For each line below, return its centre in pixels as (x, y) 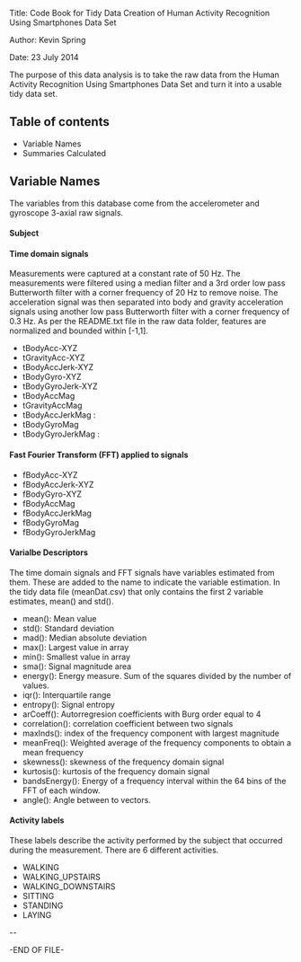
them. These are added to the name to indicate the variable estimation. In (145, 582)
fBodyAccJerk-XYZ (58, 484)
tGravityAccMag (52, 406)
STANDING (43, 905)
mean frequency (53, 752)
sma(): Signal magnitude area (77, 666)
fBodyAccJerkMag (57, 513)
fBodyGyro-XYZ (52, 494)
